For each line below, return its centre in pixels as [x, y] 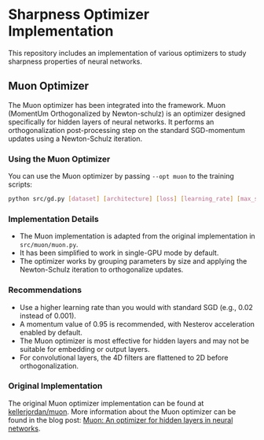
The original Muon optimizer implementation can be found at [106, 403]
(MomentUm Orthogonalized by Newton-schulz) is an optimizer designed [127, 113]
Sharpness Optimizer [79, 15]
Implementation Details [54, 219]
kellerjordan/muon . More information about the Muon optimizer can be [122, 412]
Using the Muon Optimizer [59, 159]
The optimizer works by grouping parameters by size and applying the [133, 261]
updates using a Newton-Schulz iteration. [75, 139]
